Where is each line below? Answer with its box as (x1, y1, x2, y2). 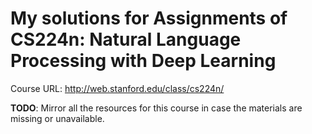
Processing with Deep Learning (10, 50, 277, 72)
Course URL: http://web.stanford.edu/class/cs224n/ (10, 82, 225, 94)
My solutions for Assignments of (10, 7, 288, 30)
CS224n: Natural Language (10, 28, 242, 51)
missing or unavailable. (10, 112, 105, 124)
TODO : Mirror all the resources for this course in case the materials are (10, 102, 303, 114)
